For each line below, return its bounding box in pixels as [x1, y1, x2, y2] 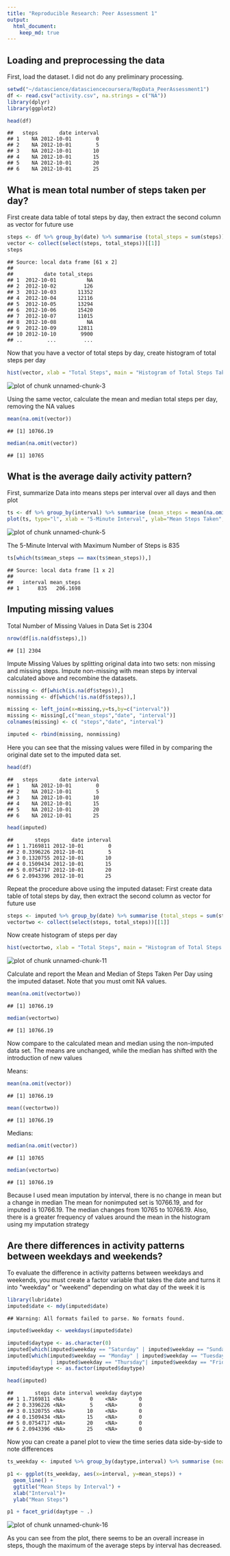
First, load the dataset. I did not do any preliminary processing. [7, 73, 184, 81]
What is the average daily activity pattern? [7, 470, 192, 482]
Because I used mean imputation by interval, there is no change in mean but [7, 1191, 222, 1199]
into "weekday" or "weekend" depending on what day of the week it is [7, 1283, 205, 1292]
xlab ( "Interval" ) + [13, 1490, 66, 1496]
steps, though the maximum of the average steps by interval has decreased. [7, 1542, 222, 1550]
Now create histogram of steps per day [7, 931, 118, 939]
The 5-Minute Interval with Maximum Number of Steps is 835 [7, 542, 180, 550]
